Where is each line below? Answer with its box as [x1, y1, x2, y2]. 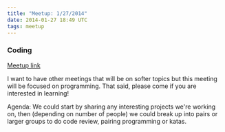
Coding [7, 45, 32, 55]
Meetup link [7, 61, 41, 69]
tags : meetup [7, 23, 45, 30]
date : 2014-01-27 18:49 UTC [7, 16, 88, 23]
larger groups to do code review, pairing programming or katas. [7, 117, 187, 125]
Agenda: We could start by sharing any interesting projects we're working [7, 102, 216, 111]
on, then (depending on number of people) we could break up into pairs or [7, 109, 218, 118]
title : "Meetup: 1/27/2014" [7, 10, 88, 17]
